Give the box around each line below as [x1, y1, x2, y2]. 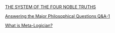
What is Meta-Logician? [5, 22, 53, 28]
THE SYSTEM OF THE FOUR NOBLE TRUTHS [5, 4, 96, 10]
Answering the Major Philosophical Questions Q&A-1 [5, 13, 111, 19]
